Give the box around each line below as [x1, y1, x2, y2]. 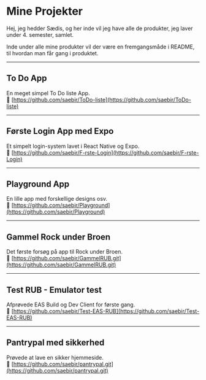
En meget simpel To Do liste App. [6, 89, 90, 96]
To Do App [6, 73, 47, 83]
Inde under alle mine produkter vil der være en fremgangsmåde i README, [6, 43, 195, 50]
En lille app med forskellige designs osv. [6, 195, 108, 203]
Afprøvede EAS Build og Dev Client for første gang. [6, 301, 135, 308]
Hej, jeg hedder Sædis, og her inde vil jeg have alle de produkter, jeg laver [6, 25, 193, 32]
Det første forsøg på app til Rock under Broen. [6, 248, 123, 255]
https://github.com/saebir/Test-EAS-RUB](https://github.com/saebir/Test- [13, 308, 200, 314]
